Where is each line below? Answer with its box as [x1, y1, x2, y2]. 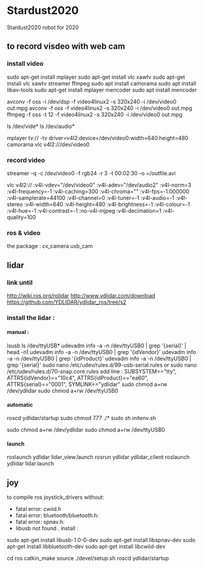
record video [7, 156, 45, 164]
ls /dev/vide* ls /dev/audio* [7, 122, 75, 130]
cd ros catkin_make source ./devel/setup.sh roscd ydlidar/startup [7, 555, 169, 562]
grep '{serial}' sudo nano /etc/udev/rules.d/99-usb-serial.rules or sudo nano [7, 361, 197, 369]
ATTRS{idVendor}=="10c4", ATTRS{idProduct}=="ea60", [7, 374, 149, 382]
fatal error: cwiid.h [15, 506, 62, 513]
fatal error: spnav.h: [15, 518, 65, 526]
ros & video [7, 229, 41, 237]
